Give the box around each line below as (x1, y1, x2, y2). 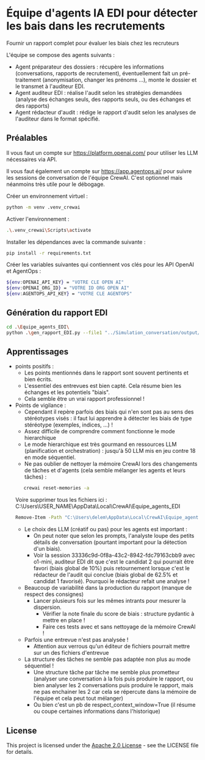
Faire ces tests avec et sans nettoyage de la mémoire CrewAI (42, 623, 196, 630)
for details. (6, 748, 34, 755)
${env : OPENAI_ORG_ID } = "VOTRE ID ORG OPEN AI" (6, 285, 130, 291)
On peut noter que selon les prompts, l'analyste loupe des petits (33, 532, 195, 540)
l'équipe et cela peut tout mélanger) (33, 695, 124, 702)
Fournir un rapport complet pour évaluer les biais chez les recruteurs (6, 39, 179, 47)
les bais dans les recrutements (6, 19, 165, 33)
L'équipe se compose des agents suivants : (6, 51, 115, 58)
